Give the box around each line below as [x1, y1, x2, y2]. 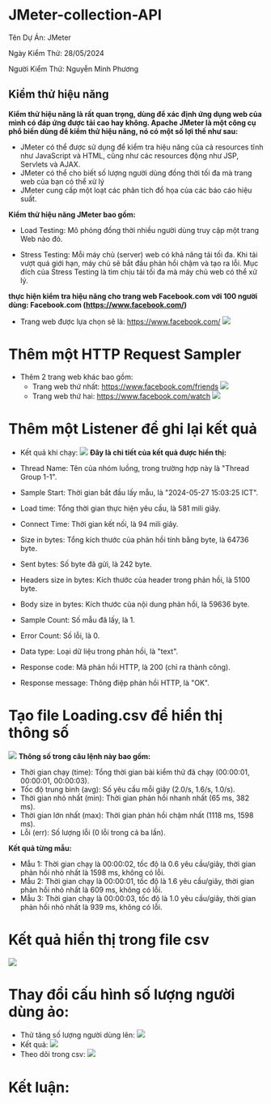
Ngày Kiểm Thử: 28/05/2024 [8, 48, 105, 58]
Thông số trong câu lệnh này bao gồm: [18, 751, 151, 761]
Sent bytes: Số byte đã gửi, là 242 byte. [19, 558, 152, 569]
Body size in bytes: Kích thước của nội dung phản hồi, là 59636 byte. [19, 599, 250, 609]
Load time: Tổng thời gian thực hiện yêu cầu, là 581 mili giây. [19, 503, 221, 513]
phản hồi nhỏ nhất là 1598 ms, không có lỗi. [19, 867, 166, 878]
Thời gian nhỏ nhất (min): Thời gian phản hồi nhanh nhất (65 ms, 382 [19, 793, 250, 803]
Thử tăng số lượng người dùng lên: [19, 1030, 135, 1040]
